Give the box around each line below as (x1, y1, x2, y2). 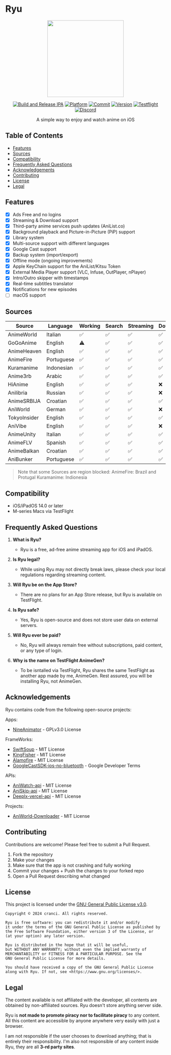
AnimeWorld (8, 331, 37, 338)
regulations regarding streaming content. (20, 571, 106, 578)
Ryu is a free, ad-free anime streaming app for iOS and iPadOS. (20, 546, 154, 552)
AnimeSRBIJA (8, 397, 41, 405)
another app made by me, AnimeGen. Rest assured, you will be (20, 672, 153, 679)
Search (105, 323, 123, 330)
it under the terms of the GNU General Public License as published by (5, 925, 160, 930)
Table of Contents (5, 131, 64, 140)
